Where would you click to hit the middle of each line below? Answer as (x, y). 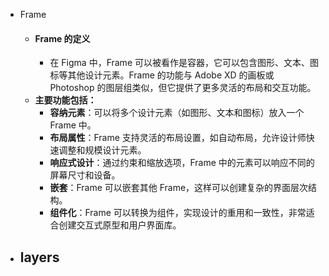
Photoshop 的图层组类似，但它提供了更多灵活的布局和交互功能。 (183, 88)
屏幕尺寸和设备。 (85, 175)
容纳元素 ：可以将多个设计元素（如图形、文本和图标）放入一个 (177, 113)
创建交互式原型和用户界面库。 (120, 225)
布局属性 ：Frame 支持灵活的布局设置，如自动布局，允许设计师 (178, 138)
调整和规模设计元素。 (102, 150)
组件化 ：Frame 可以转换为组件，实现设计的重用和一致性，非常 (178, 213)
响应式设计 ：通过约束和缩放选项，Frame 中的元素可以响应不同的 (182, 163)
